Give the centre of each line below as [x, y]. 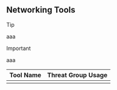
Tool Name [25, 75]
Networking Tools [41, 10]
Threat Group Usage [77, 75]
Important [19, 48]
